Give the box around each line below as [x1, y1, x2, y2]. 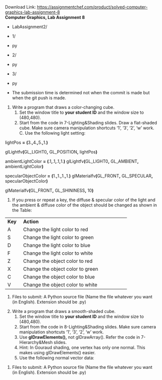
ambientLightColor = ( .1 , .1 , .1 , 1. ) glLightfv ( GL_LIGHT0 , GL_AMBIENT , [5, 158, 139, 164]
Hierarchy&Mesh [19, 340, 53, 345]
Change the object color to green [23, 266, 98, 272]
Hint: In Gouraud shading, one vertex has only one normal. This [19, 345, 146, 350]
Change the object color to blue [23, 274, 95, 280]
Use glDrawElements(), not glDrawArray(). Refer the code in [19, 334, 140, 340]
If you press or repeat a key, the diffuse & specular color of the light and [12, 197, 156, 203]
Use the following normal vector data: [19, 355, 94, 361]
